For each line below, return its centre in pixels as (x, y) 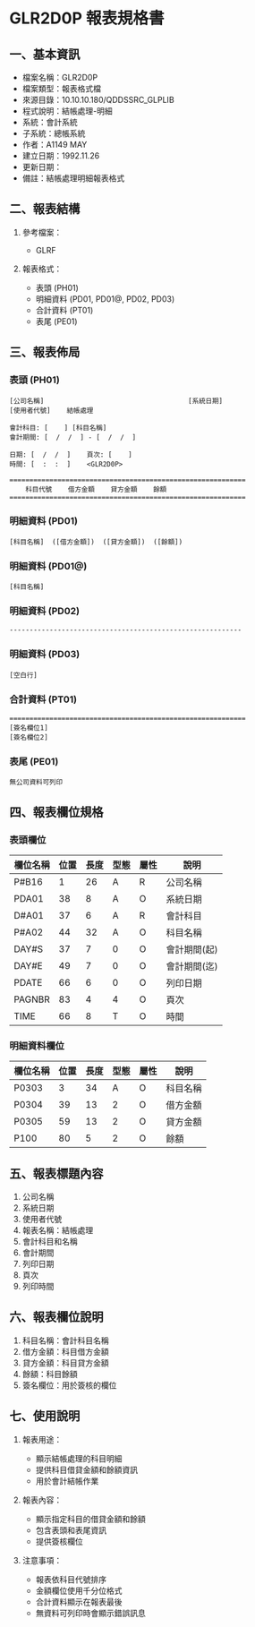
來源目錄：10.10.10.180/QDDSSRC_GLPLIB (98, 100)
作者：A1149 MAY (55, 145)
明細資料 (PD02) (45, 612)
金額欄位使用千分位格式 (79, 1590)
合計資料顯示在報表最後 (79, 1601)
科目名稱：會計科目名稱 (65, 1340)
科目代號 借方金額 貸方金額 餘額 (96, 489)
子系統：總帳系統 (54, 133)
